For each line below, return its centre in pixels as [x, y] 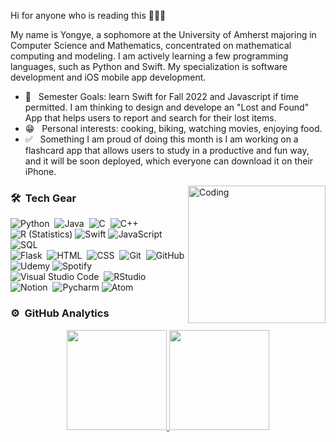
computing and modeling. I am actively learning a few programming [149, 56]
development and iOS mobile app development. [108, 77]
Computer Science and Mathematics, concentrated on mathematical [151, 45]
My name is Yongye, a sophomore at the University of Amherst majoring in [163, 34]
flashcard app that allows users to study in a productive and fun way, [167, 150]
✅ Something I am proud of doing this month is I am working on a [161, 139]
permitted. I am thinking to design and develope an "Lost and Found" [167, 107]
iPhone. [40, 171]
